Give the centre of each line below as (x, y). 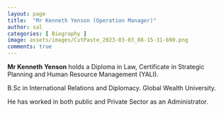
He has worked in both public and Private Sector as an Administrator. (108, 102)
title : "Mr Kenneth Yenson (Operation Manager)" (82, 20)
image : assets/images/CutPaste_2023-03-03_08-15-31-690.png (98, 40)
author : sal (25, 27)
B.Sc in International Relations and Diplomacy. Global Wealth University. (112, 88)
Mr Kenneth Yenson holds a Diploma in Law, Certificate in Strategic (106, 67)
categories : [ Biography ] (47, 34)
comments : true (30, 47)
